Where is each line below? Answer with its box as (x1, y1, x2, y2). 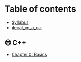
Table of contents (4, 3, 77, 15)
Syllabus (11, 19, 29, 25)
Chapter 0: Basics (11, 51, 47, 57)
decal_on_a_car (11, 24, 42, 30)
